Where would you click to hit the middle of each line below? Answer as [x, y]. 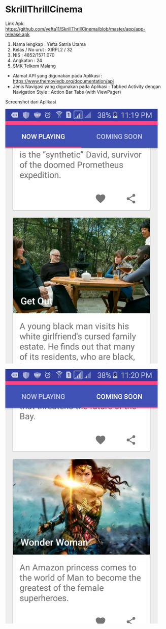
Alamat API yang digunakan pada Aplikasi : [57, 75]
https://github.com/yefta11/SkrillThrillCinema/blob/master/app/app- [75, 29]
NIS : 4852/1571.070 [34, 55]
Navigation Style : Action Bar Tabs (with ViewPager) [67, 92]
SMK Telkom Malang [34, 66]
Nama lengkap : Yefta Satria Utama [49, 44]
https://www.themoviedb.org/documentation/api [63, 81]
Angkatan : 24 [27, 60]
